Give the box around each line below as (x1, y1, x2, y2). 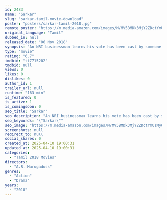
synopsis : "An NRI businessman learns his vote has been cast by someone (5, 44, 162, 49)
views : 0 (5, 67, 23, 72)
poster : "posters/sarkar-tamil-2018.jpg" (5, 21, 92, 26)
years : (5, 183, 19, 188)
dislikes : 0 (5, 76, 30, 81)
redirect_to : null (5, 132, 43, 137)
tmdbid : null (5, 63, 32, 67)
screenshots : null (5, 127, 43, 132)
